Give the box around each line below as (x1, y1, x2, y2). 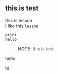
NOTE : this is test (17, 45, 54, 52)
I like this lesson (5, 23, 39, 29)
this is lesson (5, 17, 33, 23)
